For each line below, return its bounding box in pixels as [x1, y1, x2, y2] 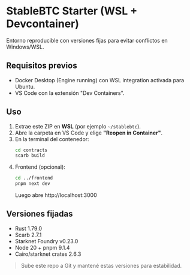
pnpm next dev [14, 181, 50, 187]
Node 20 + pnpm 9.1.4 [14, 244, 70, 251]
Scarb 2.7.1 [14, 231, 42, 238]
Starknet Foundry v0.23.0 [14, 237, 79, 244]
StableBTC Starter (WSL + [6, 4, 138, 18]
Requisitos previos [6, 61, 77, 71]
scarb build [14, 153, 45, 159]
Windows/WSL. [6, 43, 44, 50]
